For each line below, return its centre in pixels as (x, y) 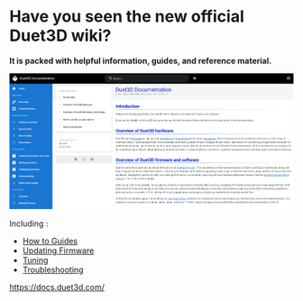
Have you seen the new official (127, 17)
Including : (29, 223)
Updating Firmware (58, 251)
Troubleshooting (53, 269)
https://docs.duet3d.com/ (57, 287)
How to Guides (50, 241)
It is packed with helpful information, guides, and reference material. (141, 60)
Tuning (35, 260)
